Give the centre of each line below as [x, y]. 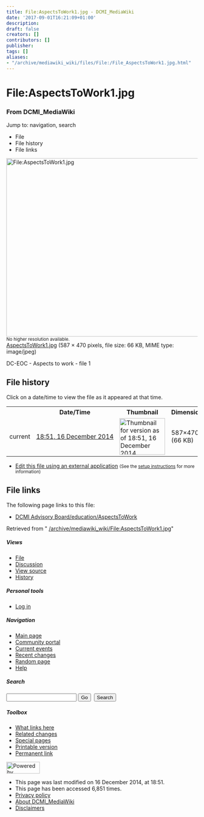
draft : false [23, 29]
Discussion [29, 564]
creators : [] [23, 35]
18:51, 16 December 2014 [75, 436]
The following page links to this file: [51, 505]
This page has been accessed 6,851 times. [68, 789]
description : [23, 23]
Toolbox [17, 713]
